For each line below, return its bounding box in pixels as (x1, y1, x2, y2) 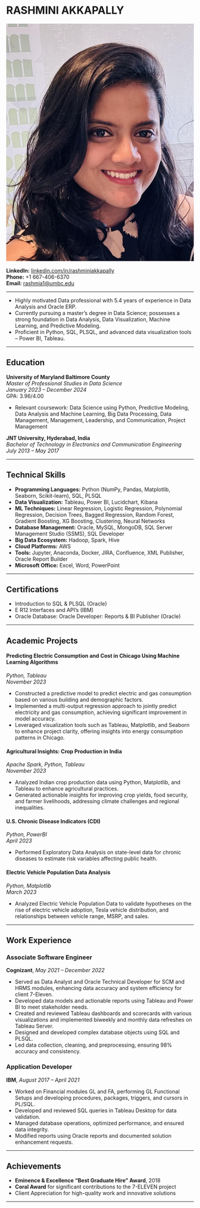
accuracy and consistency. (14, 1048, 81, 1055)
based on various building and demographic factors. (14, 696, 144, 703)
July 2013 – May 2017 (6, 447, 60, 454)
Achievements (6, 1161, 61, 1171)
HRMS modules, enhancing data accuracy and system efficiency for (14, 985, 182, 992)
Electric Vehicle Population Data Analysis (6, 869, 111, 876)
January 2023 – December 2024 (6, 386, 87, 393)
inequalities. (14, 804, 45, 811)
